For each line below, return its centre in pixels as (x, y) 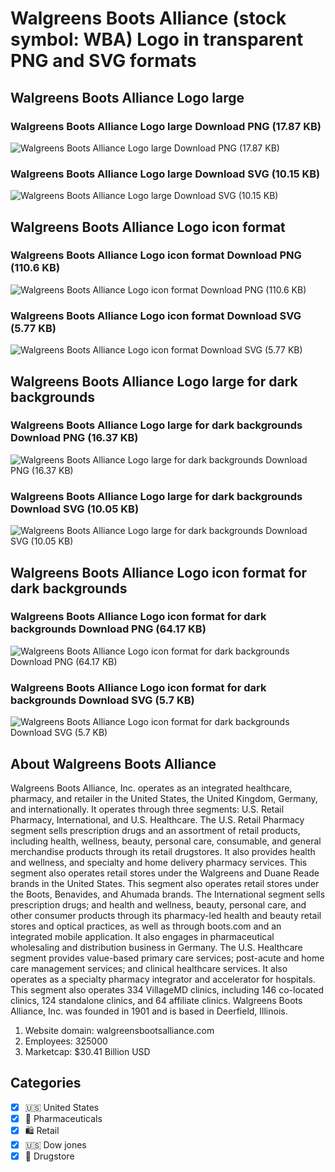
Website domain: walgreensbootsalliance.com (119, 1030)
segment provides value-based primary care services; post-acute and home (167, 958)
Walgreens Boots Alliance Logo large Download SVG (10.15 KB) (165, 174)
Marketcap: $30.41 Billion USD (87, 1051)
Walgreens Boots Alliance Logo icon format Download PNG (156, 255)
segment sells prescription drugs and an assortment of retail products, (155, 830)
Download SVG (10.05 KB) (75, 509)
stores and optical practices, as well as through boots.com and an (146, 926)
